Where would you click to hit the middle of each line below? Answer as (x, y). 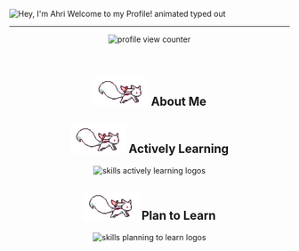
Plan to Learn (178, 216)
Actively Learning (179, 149)
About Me (179, 102)
